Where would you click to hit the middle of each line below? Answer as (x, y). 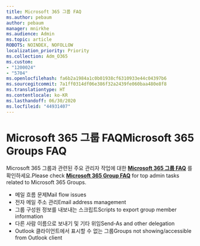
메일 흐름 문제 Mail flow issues (50, 195)
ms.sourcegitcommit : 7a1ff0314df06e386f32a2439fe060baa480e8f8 (87, 84)
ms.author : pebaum (29, 17)
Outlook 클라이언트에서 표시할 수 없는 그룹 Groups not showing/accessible (103, 231)
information (29, 217)
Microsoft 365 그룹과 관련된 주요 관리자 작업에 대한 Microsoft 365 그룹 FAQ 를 (99, 168)
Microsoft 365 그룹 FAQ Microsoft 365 (100, 138)
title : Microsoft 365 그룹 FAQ (44, 12)
